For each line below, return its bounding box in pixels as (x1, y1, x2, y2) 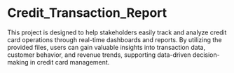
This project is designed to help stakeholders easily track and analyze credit (7, 28, 227, 36)
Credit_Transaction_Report (7, 5, 167, 21)
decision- (192, 51, 220, 59)
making (7, 58, 29, 66)
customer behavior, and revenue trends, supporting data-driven (7, 51, 191, 59)
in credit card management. (29, 58, 110, 66)
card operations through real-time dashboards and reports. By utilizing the (7, 35, 222, 44)
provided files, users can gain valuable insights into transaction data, (7, 43, 205, 51)
